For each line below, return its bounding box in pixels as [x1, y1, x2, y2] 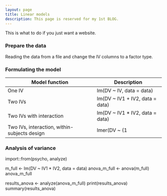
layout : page [5, 7, 32, 12]
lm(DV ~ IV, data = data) [96, 87, 153, 94]
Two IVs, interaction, [7, 123, 56, 130]
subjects [7, 130, 28, 137]
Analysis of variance [5, 145, 56, 151]
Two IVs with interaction [7, 112, 64, 119]
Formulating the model [5, 66, 61, 73]
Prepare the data [5, 43, 46, 49]
